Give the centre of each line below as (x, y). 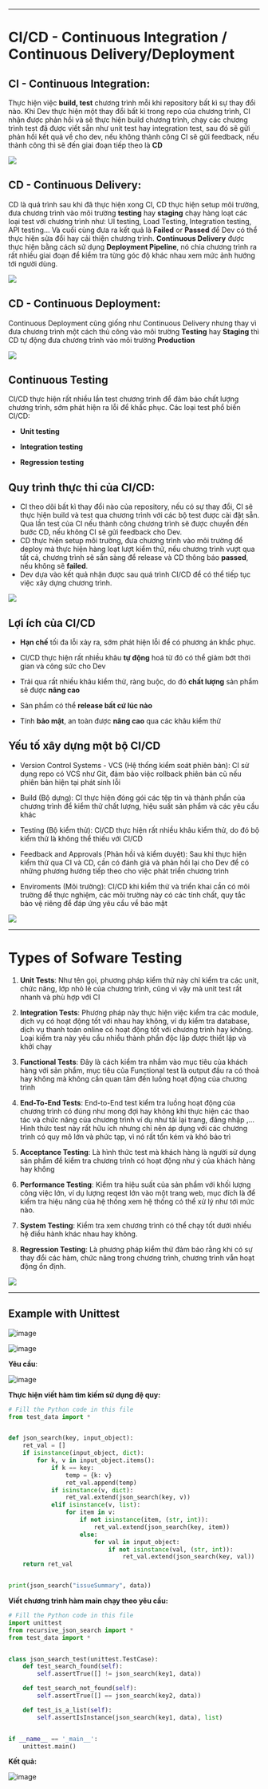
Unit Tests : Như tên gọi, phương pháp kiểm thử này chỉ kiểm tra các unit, (139, 980)
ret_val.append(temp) (101, 1483)
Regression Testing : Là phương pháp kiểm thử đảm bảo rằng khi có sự (136, 1249)
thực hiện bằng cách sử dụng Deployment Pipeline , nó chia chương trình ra (133, 246)
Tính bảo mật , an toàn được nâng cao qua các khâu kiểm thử (120, 721)
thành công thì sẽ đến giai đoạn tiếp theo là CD (86, 145)
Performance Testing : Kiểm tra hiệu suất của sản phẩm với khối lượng (135, 1184)
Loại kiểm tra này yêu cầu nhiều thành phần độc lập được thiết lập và (133, 1038)
